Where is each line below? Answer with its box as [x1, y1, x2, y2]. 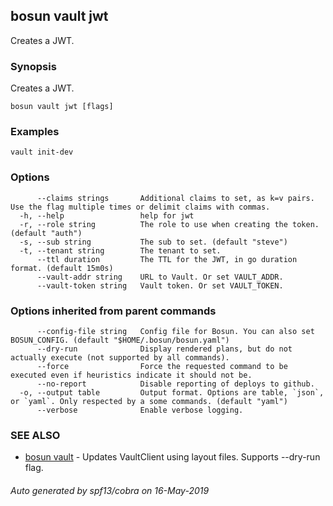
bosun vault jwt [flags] [10, 102, 114, 112]
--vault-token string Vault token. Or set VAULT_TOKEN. [36, 280, 284, 291]
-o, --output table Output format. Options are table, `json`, [19, 388, 325, 398]
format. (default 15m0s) [10, 263, 114, 273]
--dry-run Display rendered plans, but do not [36, 344, 293, 354]
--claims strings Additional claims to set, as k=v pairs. [36, 193, 315, 203]
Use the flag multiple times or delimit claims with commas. [10, 202, 271, 212]
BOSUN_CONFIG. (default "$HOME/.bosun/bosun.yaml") [10, 335, 230, 345]
